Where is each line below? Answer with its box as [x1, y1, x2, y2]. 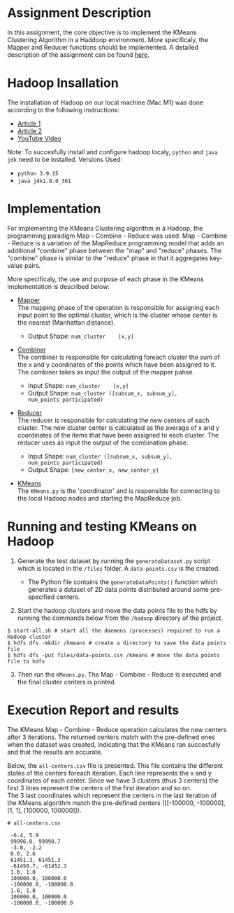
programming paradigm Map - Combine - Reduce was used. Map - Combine [7, 231, 228, 240]
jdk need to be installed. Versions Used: [7, 155, 122, 163]
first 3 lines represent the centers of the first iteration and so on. [7, 783, 192, 792]
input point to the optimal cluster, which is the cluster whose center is [17, 311, 218, 319]
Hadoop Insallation [7, 75, 119, 91]
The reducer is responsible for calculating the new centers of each [17, 416, 210, 424]
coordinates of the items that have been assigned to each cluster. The [17, 431, 219, 439]
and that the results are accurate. [7, 748, 103, 756]
